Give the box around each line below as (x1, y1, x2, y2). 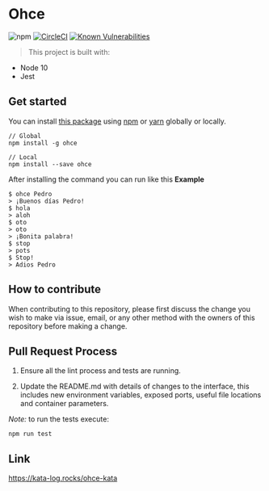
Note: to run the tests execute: (8, 414, 109, 424)
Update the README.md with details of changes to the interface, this (19, 381, 250, 392)
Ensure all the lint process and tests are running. (19, 366, 182, 376)
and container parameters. (19, 399, 109, 409)
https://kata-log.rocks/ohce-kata (8, 473, 118, 483)
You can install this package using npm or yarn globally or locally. (8, 116, 226, 126)
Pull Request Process (8, 344, 118, 358)
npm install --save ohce (8, 160, 92, 168)
